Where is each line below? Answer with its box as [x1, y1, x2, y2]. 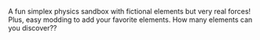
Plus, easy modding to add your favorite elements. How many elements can [8, 15, 253, 24]
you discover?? [8, 24, 57, 32]
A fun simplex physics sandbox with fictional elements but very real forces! [8, 7, 251, 16]
